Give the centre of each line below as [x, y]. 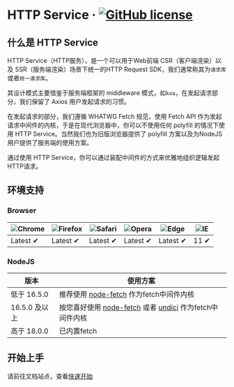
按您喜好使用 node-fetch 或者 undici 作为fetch [135, 307]
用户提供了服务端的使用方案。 [50, 143]
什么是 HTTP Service [53, 42]
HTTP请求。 [25, 166]
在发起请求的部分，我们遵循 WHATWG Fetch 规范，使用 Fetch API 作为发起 [115, 116]
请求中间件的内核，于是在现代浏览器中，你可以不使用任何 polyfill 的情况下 [113, 125]
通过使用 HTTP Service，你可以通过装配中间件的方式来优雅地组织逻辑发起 [114, 158]
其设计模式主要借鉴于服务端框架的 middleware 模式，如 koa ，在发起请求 [110, 93]
